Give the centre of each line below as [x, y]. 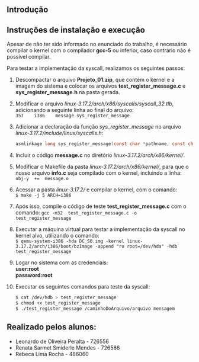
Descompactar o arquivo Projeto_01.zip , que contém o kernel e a [95, 80]
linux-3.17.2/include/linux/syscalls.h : [59, 133]
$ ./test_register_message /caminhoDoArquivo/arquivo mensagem [95, 308]
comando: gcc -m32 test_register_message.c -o [76, 213]
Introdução [28, 10]
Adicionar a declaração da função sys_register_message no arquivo [98, 127]
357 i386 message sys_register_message [72, 116]
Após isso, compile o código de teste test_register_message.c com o [101, 206]
